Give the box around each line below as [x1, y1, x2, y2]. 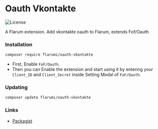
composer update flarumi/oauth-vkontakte [5, 95, 91, 100]
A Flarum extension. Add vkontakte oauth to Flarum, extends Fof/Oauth [5, 29, 149, 34]
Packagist [12, 118, 33, 124]
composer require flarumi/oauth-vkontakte [5, 52, 93, 57]
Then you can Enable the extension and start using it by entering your [12, 66, 154, 72]
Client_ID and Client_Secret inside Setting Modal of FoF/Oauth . [12, 72, 141, 78]
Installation [5, 41, 33, 48]
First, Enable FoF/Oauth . [12, 61, 60, 67]
